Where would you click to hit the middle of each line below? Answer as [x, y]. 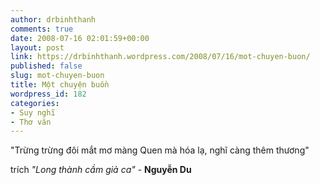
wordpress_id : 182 [48, 94]
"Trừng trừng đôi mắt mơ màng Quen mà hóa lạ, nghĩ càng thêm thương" [160, 150]
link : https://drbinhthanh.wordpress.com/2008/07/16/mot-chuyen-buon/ [160, 57]
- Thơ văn [31, 122]
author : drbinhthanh [53, 19]
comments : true [42, 29]
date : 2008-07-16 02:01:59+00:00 [80, 38]
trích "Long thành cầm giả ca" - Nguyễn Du [101, 170]
